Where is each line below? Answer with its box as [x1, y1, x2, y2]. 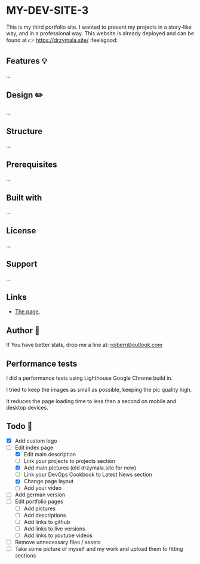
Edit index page [14, 444, 54, 451]
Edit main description [23, 451, 76, 458]
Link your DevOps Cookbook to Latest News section [23, 471, 152, 478]
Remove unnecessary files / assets [14, 538, 101, 545]
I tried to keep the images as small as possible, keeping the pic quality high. [6, 386, 192, 394]
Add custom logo [14, 437, 57, 444]
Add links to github [23, 518, 70, 525]
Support [6, 259, 38, 269]
